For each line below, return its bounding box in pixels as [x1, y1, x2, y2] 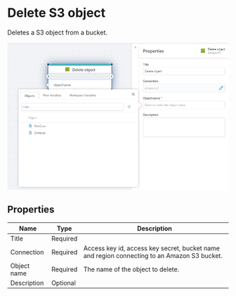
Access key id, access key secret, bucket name [83, 244, 220, 252]
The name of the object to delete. [83, 265, 180, 274]
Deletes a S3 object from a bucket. [7, 28, 107, 37]
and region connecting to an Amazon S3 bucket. [83, 252, 223, 260]
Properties [7, 203, 55, 215]
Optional [51, 278, 76, 287]
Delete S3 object [7, 5, 106, 21]
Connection [10, 247, 44, 256]
